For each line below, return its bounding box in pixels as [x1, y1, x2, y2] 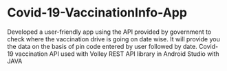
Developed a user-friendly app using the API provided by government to [7, 28, 212, 36]
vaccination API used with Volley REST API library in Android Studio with [14, 50, 219, 58]
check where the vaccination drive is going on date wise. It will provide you [7, 34, 220, 43]
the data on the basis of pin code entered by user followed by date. [7, 42, 197, 50]
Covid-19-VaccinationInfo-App [7, 5, 188, 21]
